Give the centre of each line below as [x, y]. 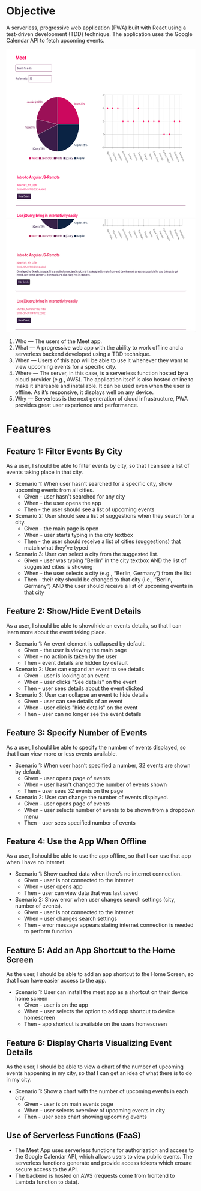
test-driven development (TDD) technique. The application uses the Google [100, 34]
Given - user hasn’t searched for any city [74, 496]
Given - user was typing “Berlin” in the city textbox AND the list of [105, 560]
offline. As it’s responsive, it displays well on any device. [84, 392]
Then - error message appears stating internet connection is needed [109, 925]
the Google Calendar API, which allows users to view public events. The [103, 1156]
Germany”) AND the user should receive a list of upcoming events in [108, 586]
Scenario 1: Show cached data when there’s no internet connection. [98, 874]
